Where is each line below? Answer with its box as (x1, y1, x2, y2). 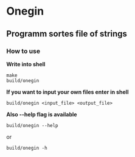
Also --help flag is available (6, 111, 77, 118)
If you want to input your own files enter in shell (6, 88, 129, 96)
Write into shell (6, 60, 46, 68)
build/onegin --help (6, 122, 59, 128)
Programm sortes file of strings (6, 29, 128, 39)
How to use (6, 47, 41, 55)
